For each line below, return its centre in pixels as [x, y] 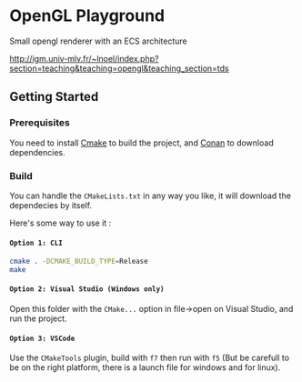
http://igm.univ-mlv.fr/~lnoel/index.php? [84, 58]
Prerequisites [40, 123]
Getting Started [54, 97]
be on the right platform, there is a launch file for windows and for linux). [145, 367]
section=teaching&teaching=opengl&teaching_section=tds [119, 68]
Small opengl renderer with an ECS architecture [99, 41]
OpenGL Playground [87, 16]
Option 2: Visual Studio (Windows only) [87, 289]
